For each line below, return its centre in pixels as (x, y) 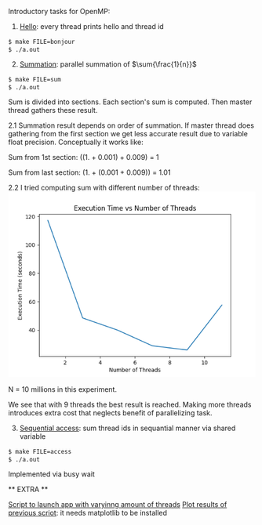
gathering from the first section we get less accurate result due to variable (128, 134)
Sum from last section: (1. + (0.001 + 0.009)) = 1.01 (89, 172)
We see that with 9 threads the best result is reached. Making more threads (130, 404)
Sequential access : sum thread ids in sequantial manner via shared (127, 428)
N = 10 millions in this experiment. (63, 389)
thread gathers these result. (53, 110)
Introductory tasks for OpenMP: (59, 11)
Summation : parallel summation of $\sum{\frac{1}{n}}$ (108, 64)
